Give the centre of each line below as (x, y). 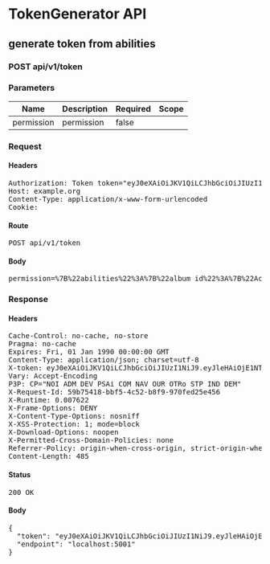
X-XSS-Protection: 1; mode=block (74, 424)
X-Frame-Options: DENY (53, 408)
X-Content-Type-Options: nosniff (74, 416)
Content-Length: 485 (49, 456)
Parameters (31, 88)
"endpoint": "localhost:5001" (76, 544)
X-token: (25, 368)
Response (28, 300)
